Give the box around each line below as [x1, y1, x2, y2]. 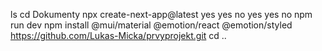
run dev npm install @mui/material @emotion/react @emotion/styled [10, 19, 293, 31]
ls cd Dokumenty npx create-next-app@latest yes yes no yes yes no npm [10, 9, 313, 20]
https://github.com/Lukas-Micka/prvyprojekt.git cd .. [10, 30, 227, 41]
